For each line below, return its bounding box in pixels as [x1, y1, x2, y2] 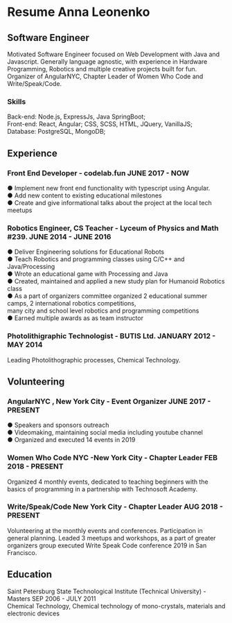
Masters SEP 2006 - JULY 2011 [7, 594, 96, 603]
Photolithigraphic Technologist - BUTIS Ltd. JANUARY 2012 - [7, 331, 216, 341]
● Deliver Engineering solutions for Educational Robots [7, 247, 165, 256]
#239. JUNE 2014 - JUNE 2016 [7, 231, 111, 241]
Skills [7, 96, 26, 106]
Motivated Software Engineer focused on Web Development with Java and [7, 50, 220, 58]
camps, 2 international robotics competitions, [7, 299, 136, 308]
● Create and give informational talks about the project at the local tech [7, 198, 213, 207]
